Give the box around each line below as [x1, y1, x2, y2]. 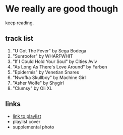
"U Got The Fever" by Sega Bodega [12, 47, 87, 53]
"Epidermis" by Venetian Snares [12, 69, 79, 75]
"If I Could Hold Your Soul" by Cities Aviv [12, 58, 97, 64]
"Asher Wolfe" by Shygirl [12, 80, 64, 86]
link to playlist [12, 113, 41, 119]
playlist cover [12, 118, 41, 124]
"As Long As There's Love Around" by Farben [12, 63, 107, 70]
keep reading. [5, 20, 34, 26]
